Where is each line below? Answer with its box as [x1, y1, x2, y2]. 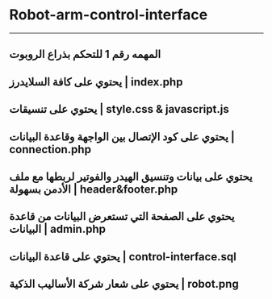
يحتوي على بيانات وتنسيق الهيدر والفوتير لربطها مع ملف [9, 169, 253, 183]
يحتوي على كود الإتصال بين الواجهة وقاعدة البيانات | [9, 130, 235, 143]
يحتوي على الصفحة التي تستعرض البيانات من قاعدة [9, 210, 235, 223]
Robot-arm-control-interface [9, 6, 208, 24]
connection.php [9, 143, 92, 156]
